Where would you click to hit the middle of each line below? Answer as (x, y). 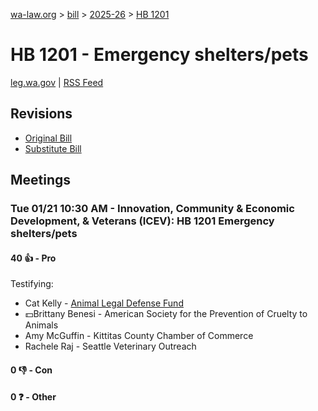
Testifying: (32, 284)
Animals (41, 325)
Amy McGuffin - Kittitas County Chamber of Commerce (139, 336)
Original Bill (48, 138)
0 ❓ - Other (33, 397)
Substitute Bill (53, 148)
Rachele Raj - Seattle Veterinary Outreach (110, 346)
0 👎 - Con (31, 370)
